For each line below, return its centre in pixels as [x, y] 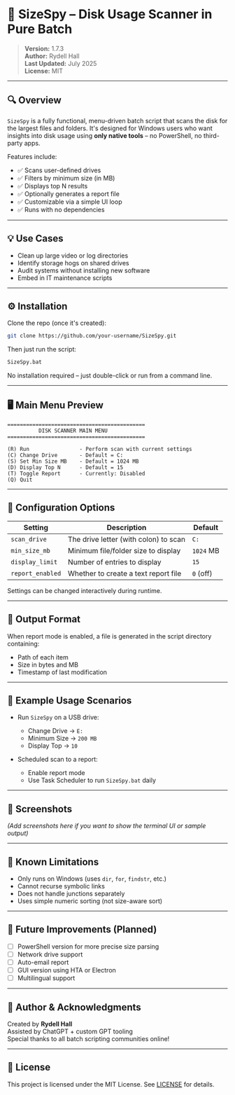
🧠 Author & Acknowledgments [74, 1007]
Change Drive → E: [56, 731]
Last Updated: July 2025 [60, 63]
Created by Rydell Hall [40, 1024]
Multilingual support [46, 978]
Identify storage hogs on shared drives [73, 263]
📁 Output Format [44, 619]
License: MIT [44, 71]
